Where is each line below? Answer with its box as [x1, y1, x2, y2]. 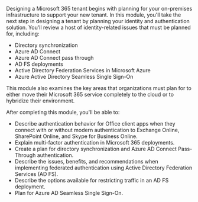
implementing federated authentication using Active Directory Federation [14, 164, 193, 171]
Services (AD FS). [14, 171, 59, 177]
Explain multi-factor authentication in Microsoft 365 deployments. [14, 139, 175, 146]
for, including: [6, 30, 40, 37]
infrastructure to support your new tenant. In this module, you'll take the [6, 11, 181, 18]
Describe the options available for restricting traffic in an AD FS [14, 177, 169, 184]
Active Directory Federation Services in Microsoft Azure [14, 67, 151, 73]
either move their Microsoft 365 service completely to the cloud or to [6, 91, 174, 98]
